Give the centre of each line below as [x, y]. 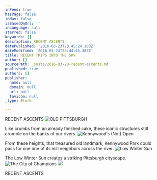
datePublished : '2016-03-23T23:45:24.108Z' [50, 46]
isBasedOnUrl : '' [23, 23]
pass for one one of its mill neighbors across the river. [60, 149]
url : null [19, 92]
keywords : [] [18, 37]
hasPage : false [21, 14]
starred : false [21, 32]
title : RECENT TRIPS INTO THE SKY [40, 55]
